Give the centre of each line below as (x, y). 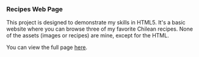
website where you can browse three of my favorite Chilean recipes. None (100, 29)
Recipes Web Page (34, 9)
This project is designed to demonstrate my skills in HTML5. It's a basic (96, 23)
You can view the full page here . (47, 47)
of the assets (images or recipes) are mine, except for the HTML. (88, 36)
